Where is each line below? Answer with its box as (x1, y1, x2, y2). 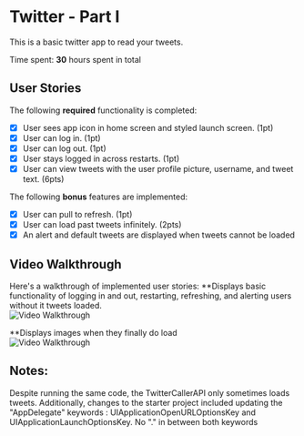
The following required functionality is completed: (9, 105, 198, 116)
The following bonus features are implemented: (9, 191, 188, 202)
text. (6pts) (22, 174, 65, 185)
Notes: (9, 363, 48, 379)
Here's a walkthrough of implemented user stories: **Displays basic (9, 280, 267, 292)
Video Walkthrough (9, 257, 122, 272)
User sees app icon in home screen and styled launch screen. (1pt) (22, 122, 274, 133)
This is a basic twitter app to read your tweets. (9, 36, 184, 47)
